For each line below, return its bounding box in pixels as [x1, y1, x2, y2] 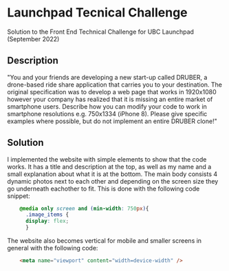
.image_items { [25, 211, 69, 218]
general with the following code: [7, 244, 98, 252]
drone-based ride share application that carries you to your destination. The [7, 80, 222, 89]
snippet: [7, 191, 30, 200]
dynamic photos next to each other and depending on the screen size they [7, 177, 219, 185]
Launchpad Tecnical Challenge [7, 5, 188, 21]
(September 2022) [7, 34, 60, 43]
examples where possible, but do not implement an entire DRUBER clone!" [7, 117, 218, 125]
